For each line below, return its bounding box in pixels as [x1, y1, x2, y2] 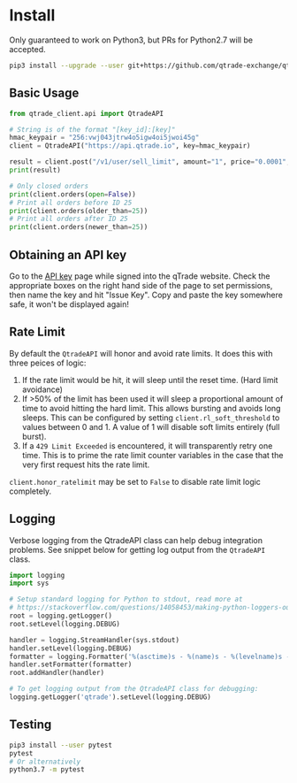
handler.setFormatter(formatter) [9, 660, 133, 669]
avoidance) [21, 384, 64, 395]
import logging [9, 571, 65, 580]
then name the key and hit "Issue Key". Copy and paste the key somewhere [9, 289, 283, 300]
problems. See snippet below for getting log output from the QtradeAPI [9, 544, 266, 555]
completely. [9, 486, 52, 496]
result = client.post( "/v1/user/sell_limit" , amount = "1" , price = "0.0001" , [9, 157, 291, 166]
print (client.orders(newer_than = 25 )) [9, 223, 148, 232]
